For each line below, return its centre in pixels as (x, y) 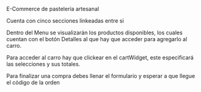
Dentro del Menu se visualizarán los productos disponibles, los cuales (94, 33)
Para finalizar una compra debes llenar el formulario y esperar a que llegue (101, 76)
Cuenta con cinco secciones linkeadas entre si (65, 21)
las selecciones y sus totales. (44, 64)
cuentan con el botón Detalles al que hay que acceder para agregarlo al (97, 39)
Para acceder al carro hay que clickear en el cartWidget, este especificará (100, 57)
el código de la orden (33, 82)
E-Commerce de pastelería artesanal (53, 9)
